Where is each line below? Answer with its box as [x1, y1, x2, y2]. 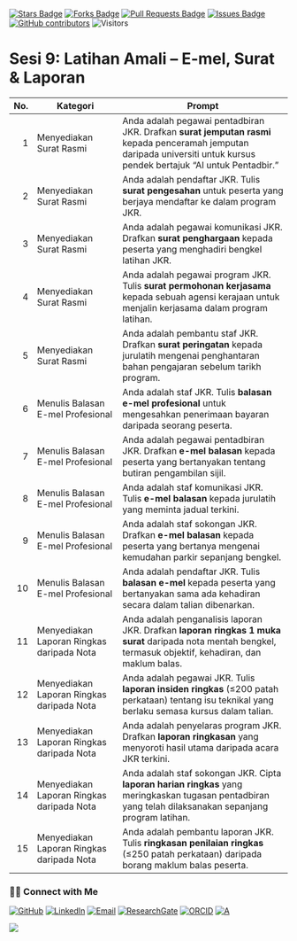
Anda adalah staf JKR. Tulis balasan [122, 385, 272, 398]
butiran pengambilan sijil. [122, 466, 226, 478]
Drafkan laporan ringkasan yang [122, 730, 259, 743]
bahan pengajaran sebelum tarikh [122, 360, 263, 372]
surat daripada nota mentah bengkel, [122, 634, 277, 647]
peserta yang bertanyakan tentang [122, 455, 266, 468]
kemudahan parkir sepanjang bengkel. [122, 550, 282, 563]
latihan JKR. [122, 253, 172, 266]
